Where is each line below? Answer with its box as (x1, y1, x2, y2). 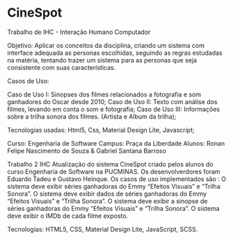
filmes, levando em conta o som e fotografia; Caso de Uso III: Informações (7, 105, 220, 113)
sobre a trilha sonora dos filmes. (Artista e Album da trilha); (7, 112, 177, 121)
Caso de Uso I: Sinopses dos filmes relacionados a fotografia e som (7, 90, 202, 98)
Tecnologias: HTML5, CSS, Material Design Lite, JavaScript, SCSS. (7, 225, 198, 233)
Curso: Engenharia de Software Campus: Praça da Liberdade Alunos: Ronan (7, 139, 225, 147)
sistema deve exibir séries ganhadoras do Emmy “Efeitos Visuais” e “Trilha (7, 182, 220, 190)
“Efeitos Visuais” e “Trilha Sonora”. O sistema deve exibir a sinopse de (7, 196, 208, 205)
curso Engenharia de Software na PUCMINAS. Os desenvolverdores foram (7, 167, 220, 175)
